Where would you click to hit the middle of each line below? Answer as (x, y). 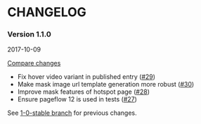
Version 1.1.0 (29, 35)
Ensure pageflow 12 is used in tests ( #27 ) (77, 99)
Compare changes (34, 63)
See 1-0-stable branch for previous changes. (72, 113)
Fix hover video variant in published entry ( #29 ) (86, 77)
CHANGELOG (47, 12)
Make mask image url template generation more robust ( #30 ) (106, 85)
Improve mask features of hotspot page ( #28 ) (83, 92)
